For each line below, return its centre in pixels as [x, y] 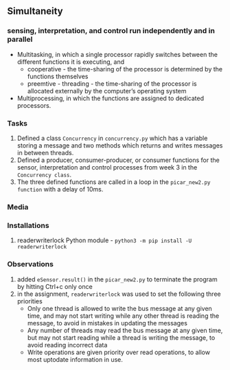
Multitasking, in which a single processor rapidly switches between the [117, 54]
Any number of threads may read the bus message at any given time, [125, 330]
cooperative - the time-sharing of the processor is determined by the [125, 69]
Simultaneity [35, 11]
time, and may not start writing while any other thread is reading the [123, 316]
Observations [30, 264]
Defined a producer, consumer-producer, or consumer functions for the [118, 160]
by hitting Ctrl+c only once [55, 286]
